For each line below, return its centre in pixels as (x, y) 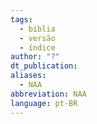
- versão (37, 38)
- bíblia (37, 29)
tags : (21, 19)
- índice (37, 47)
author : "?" (35, 57)
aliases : (28, 76)
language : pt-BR (44, 103)
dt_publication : (44, 66)
